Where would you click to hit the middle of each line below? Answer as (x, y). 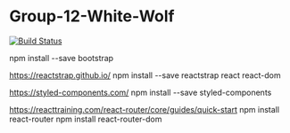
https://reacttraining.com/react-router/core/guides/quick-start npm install (144, 109)
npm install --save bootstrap (62, 58)
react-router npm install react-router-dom (86, 119)
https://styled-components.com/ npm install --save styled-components (141, 92)
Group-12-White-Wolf (92, 16)
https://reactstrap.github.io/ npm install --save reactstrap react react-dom (145, 75)
